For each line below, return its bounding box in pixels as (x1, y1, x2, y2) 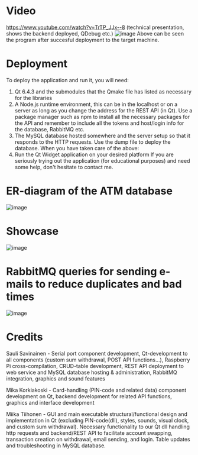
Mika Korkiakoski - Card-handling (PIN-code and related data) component (6, 386, 187, 393)
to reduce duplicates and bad (35, 277, 182, 291)
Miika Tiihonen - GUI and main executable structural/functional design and (6, 410, 188, 418)
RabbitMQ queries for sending (6, 264, 157, 278)
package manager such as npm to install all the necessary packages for (14, 113, 190, 120)
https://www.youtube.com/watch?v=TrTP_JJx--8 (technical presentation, (6, 24, 184, 31)
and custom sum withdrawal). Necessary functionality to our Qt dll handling (6, 423, 190, 430)
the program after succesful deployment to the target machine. (6, 36, 160, 43)
